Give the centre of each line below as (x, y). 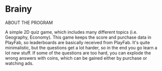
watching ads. (19, 63)
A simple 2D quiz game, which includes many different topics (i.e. (71, 32)
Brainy (19, 9)
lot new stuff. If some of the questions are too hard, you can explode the (78, 53)
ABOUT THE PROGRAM (29, 23)
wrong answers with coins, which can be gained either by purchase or (76, 58)
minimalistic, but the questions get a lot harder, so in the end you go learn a (81, 47)
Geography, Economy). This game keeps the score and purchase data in (78, 37)
